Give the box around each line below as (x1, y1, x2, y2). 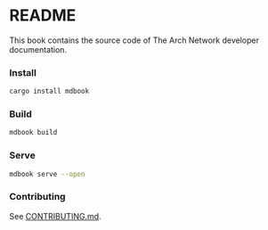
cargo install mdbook (9, 86, 90, 96)
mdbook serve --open (9, 169, 86, 178)
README (9, 5, 77, 26)
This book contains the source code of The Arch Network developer (9, 35, 260, 45)
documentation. (9, 44, 68, 54)
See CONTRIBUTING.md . (9, 210, 102, 221)
